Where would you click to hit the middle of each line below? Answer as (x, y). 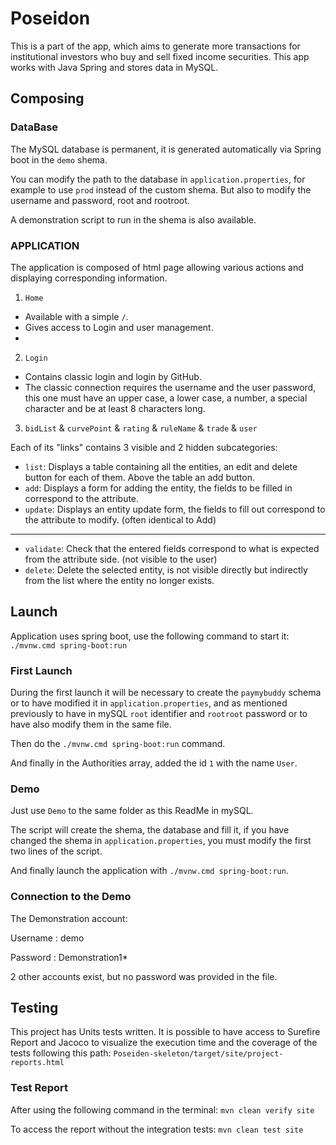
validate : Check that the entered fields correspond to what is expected (172, 548)
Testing (34, 1008)
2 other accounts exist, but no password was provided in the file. (144, 976)
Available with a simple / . (76, 316)
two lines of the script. (56, 851)
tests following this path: (61, 1053)
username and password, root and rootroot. (100, 200)
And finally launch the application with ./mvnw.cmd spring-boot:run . (149, 871)
